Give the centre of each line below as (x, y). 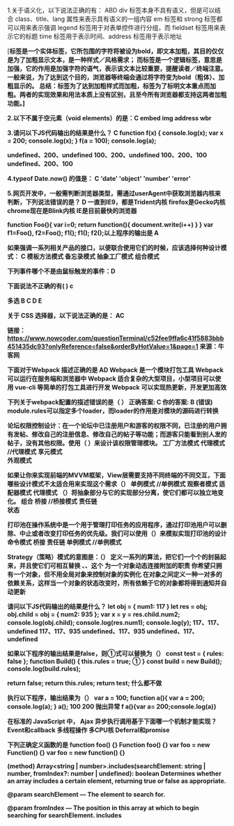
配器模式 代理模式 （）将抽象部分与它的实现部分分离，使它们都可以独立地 (112, 492)
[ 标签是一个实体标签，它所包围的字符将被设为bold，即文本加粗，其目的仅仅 (116, 51)
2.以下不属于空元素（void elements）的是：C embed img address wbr (110, 118)
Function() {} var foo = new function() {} (66, 753)
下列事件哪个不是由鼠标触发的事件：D (62, 271)
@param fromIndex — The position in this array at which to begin (103, 808)
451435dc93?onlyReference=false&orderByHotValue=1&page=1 (103, 346)
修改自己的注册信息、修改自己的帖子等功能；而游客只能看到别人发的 (129, 434)
